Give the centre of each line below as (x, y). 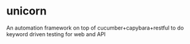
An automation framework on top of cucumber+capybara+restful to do (95, 28)
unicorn (27, 11)
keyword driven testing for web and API (56, 34)
